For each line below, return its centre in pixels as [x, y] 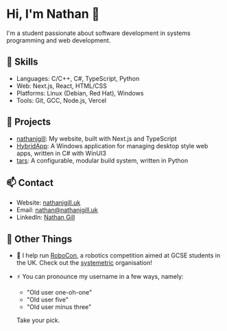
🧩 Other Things [39, 239]
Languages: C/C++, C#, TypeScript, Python [78, 78]
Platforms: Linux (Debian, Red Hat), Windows [80, 93]
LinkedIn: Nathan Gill [46, 217]
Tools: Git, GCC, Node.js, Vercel [61, 100]
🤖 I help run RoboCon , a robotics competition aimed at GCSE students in [118, 255]
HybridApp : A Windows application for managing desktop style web [112, 146]
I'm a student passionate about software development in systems [99, 33]
